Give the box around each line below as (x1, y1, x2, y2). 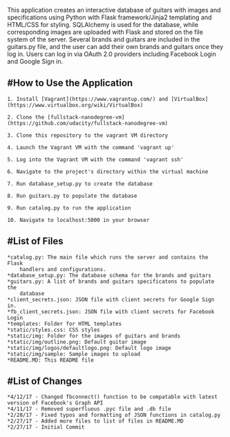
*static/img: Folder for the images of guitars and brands (7, 332, 181, 340)
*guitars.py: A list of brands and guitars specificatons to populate (7, 278, 215, 285)
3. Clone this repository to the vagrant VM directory (7, 131, 169, 139)
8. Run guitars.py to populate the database (7, 192, 137, 199)
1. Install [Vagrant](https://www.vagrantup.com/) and (7, 95, 169, 102)
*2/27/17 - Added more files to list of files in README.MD (7, 418, 184, 425)
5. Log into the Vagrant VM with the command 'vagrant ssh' (7, 156, 184, 163)
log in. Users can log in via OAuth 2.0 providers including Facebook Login (7, 50, 216, 58)
